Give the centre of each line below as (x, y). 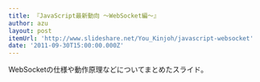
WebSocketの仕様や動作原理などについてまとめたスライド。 (108, 70)
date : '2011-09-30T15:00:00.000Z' (66, 46)
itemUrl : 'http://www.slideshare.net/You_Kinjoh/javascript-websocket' (131, 38)
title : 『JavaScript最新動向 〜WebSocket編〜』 (84, 16)
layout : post (30, 31)
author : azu (28, 23)
